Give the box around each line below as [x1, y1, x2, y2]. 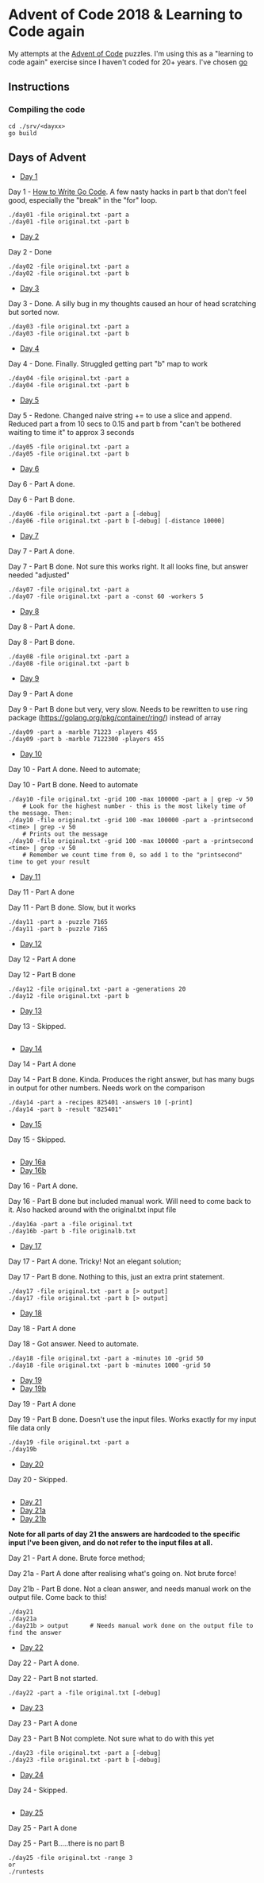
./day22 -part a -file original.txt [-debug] [8, 1689, 161, 1697]
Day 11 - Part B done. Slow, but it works [8, 903, 136, 912]
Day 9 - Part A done [8, 689, 74, 699]
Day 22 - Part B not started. [8, 1674, 98, 1683]
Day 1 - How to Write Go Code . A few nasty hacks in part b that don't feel [8, 187, 247, 196]
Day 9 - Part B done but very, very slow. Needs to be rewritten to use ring [8, 705, 248, 714]
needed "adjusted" [8, 570, 70, 580]
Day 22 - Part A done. [8, 1658, 79, 1668]
